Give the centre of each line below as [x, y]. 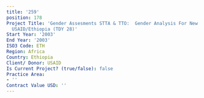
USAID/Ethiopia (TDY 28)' [45, 29]
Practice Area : [26, 74]
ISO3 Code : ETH [26, 46]
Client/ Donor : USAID [34, 63]
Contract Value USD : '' [37, 86]
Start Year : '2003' [31, 35]
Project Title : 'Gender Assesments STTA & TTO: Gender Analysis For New [102, 23]
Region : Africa [26, 52]
